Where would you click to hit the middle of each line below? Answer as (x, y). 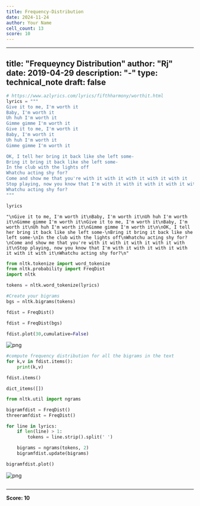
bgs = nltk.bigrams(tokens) (41, 301)
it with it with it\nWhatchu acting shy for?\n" (68, 253)
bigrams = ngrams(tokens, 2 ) (53, 448)
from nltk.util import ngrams (44, 399)
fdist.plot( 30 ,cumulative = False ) (48, 334)
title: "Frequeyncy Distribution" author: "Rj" (90, 63)
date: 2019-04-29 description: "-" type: (82, 73)
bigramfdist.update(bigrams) (53, 454)
